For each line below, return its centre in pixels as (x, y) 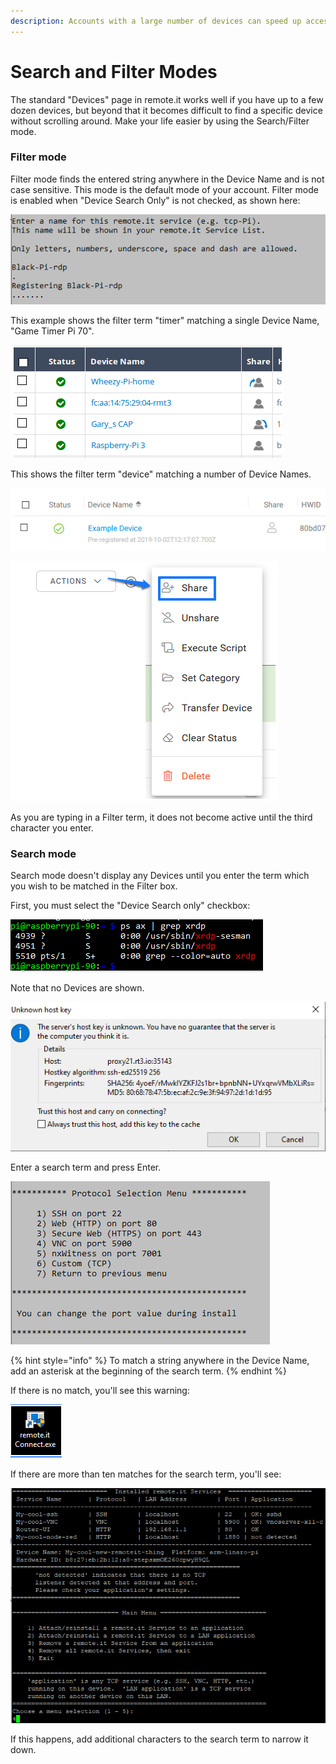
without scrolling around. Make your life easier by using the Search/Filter (160, 121)
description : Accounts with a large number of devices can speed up (156, 21)
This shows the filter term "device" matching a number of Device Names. (161, 474)
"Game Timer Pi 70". (52, 331)
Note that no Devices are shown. (77, 988)
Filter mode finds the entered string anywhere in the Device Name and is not (167, 179)
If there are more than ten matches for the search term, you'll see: (146, 1474)
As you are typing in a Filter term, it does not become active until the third (161, 817)
